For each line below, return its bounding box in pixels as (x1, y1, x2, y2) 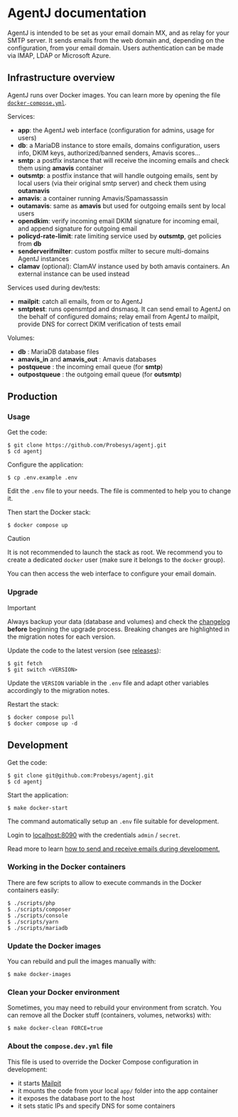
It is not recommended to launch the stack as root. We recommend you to (7, 548, 223, 556)
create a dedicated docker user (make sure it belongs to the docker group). (7, 556, 225, 564)
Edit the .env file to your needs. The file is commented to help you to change (7, 487, 232, 495)
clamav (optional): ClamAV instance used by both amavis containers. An (17, 262, 229, 270)
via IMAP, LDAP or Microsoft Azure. (7, 51, 112, 60)
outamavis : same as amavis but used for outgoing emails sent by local (17, 201, 226, 210)
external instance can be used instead (17, 269, 130, 278)
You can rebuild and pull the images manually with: (7, 957, 156, 965)
